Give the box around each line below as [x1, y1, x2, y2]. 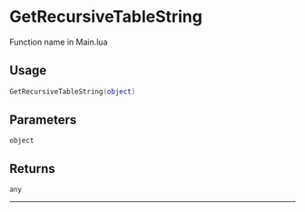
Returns [9, 161, 56, 177]
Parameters [9, 112, 77, 128]
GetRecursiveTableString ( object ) [9, 86, 136, 96]
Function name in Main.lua [9, 36, 108, 47]
